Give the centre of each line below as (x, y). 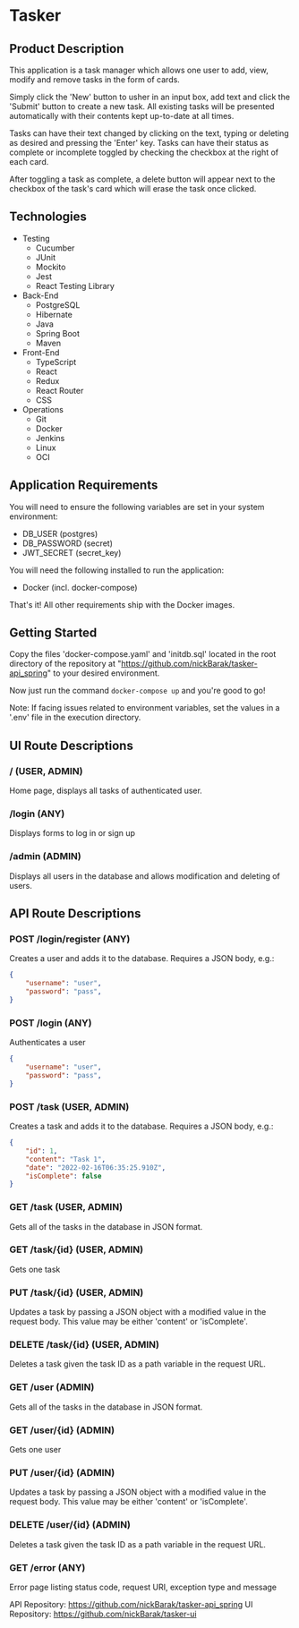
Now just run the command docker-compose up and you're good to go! (137, 691)
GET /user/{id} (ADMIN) (62, 1430)
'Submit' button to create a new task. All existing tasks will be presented (142, 107)
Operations (43, 409)
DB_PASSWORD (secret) (68, 543)
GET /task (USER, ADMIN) (66, 1207)
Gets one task (35, 1269)
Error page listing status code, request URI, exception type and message (143, 1587)
